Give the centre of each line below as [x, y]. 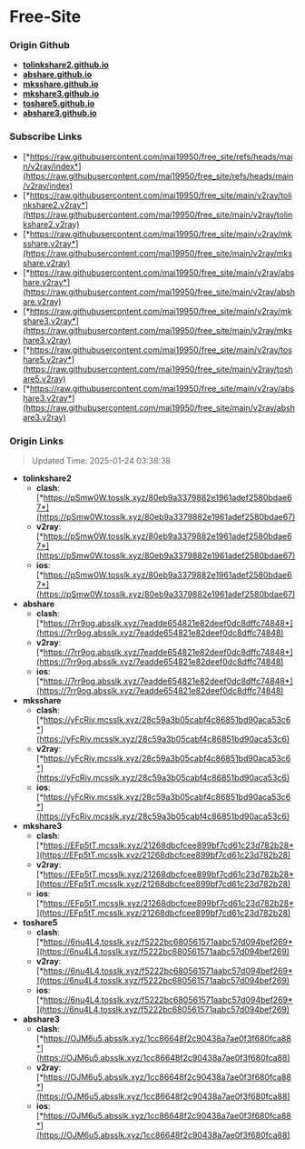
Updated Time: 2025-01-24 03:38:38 [101, 461]
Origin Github [40, 45]
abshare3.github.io [59, 113]
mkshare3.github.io [61, 94]
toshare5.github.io [59, 104]
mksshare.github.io [60, 85]
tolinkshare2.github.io [65, 65]
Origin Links [37, 441]
